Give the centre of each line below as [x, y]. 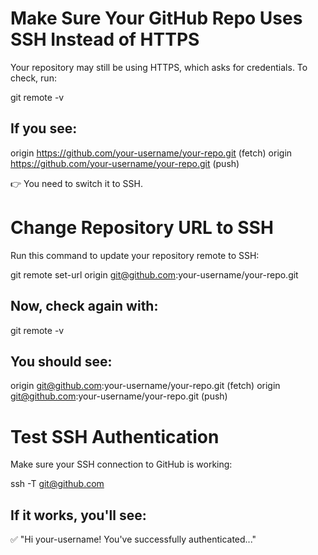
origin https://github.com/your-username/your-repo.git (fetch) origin [151, 153]
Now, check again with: [84, 306]
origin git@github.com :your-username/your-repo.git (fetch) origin [145, 386]
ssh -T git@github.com [57, 484]
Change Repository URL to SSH [142, 227]
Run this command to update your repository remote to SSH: [135, 255]
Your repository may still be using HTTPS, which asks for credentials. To [159, 67]
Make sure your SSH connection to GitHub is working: [121, 464]
